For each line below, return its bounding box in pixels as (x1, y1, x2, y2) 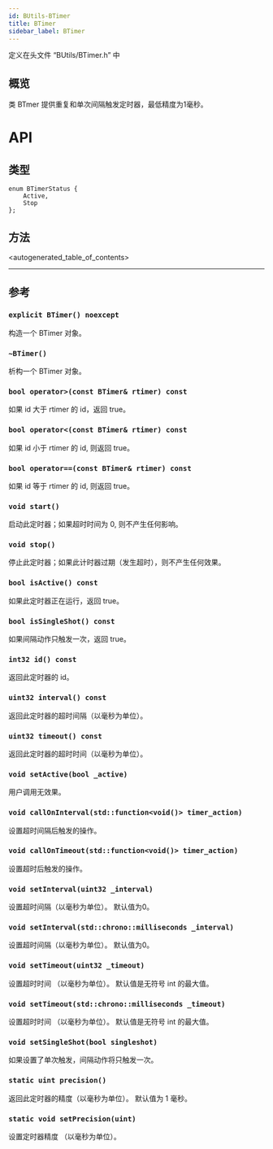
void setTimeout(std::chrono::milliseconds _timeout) (8, 999, 226, 1008)
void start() (8, 502, 60, 511)
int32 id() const (8, 655, 77, 664)
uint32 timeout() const (8, 731, 103, 741)
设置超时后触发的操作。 (8, 864, 87, 873)
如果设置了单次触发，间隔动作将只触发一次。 (8, 1055, 158, 1065)
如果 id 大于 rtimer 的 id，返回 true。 (8, 404, 130, 415)
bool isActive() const (8, 578, 98, 588)
